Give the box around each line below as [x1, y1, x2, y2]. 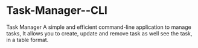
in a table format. [6, 36, 49, 43]
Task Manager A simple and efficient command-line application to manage [6, 23, 191, 31]
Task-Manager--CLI [6, 4, 107, 17]
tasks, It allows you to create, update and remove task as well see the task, [6, 29, 193, 37]
